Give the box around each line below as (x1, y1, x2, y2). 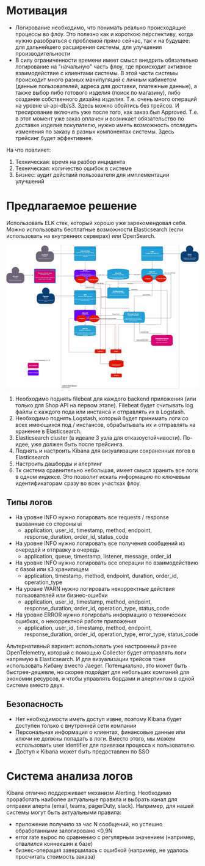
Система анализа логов (6, 769, 133, 783)
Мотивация (6, 4, 68, 18)
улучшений (15, 177, 45, 185)
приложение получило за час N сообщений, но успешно (15, 821, 163, 828)
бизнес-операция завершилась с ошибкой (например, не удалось (15, 846, 189, 854)
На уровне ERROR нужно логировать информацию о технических (15, 611, 187, 618)
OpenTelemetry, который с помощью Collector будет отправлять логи (6, 649, 187, 656)
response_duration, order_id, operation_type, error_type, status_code (24, 631, 198, 638)
